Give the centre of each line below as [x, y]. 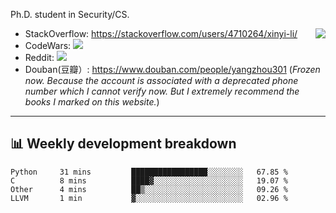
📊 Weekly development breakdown [123, 144]
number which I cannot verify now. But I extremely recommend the [162, 91]
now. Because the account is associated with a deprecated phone [161, 80]
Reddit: [39, 57]
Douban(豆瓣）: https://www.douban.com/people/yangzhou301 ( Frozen [172, 69]
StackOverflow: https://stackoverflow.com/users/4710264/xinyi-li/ [161, 33]
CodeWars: [48, 45]
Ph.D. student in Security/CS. [70, 14]
